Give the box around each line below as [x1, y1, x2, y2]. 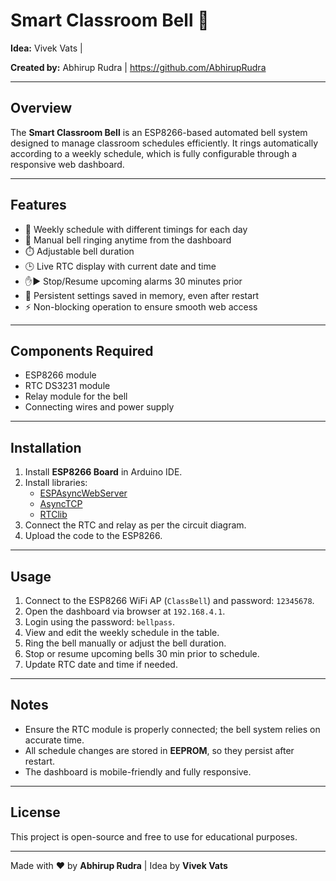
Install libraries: [24, 477, 88, 489]
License [10, 804, 61, 821]
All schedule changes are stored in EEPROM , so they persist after [24, 744, 295, 756]
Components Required [10, 342, 154, 359]
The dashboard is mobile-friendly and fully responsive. [24, 765, 252, 778]
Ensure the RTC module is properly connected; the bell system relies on [24, 723, 321, 735]
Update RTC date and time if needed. [24, 659, 178, 670]
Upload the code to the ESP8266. [24, 530, 163, 542]
